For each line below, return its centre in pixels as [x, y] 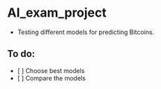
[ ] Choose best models [51, 70]
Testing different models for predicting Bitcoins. [86, 32]
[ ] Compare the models [51, 78]
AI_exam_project [57, 13]
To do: [21, 54]
